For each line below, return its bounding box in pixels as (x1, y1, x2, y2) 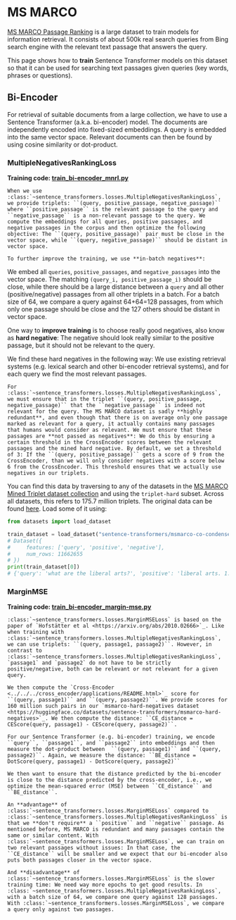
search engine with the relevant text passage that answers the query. (7, 42, 208, 51)
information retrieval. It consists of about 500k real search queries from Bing (7, 35, 229, 43)
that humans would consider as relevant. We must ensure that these (7, 427, 212, 434)
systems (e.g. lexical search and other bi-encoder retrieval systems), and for (7, 362, 229, 371)
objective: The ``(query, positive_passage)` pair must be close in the (7, 230, 225, 238)
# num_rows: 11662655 (7, 550, 83, 557)
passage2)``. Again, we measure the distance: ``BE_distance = (7, 752, 197, 759)
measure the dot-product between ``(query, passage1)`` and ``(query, (7, 746, 221, 753)
